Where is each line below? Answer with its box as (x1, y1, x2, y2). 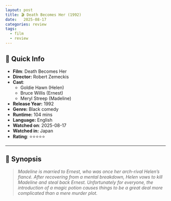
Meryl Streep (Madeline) (20, 95, 72, 101)
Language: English (12, 117, 52, 123)
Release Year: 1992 (12, 100, 54, 107)
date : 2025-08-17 (5, 17, 47, 22)
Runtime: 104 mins (12, 111, 52, 118)
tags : (5, 26, 17, 32)
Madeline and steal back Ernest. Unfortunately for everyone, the (17, 179, 154, 185)
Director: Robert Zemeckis (12, 73, 69, 79)
